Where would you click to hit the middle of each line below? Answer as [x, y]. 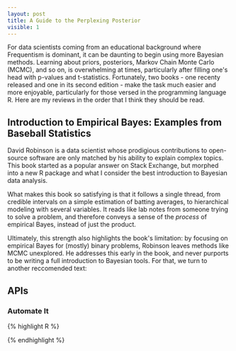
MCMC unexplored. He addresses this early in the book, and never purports [118, 253]
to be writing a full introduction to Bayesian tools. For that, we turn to [107, 261]
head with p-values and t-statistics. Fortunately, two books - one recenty [114, 77]
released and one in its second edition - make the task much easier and [112, 85]
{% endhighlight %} [36, 340]
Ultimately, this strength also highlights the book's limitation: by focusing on [118, 238]
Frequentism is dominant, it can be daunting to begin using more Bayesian [116, 55]
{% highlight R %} [34, 326]
